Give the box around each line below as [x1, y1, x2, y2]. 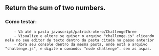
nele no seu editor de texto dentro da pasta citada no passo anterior [5, 38, 154, 42]
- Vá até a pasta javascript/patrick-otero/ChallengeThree [14, 29, 137, 34]
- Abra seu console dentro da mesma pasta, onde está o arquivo [14, 42, 148, 47]
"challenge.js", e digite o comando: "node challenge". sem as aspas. [5, 46, 152, 51]
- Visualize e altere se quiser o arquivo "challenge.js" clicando [14, 33, 154, 38]
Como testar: [5, 18, 37, 25]
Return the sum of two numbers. [5, 4, 106, 12]
